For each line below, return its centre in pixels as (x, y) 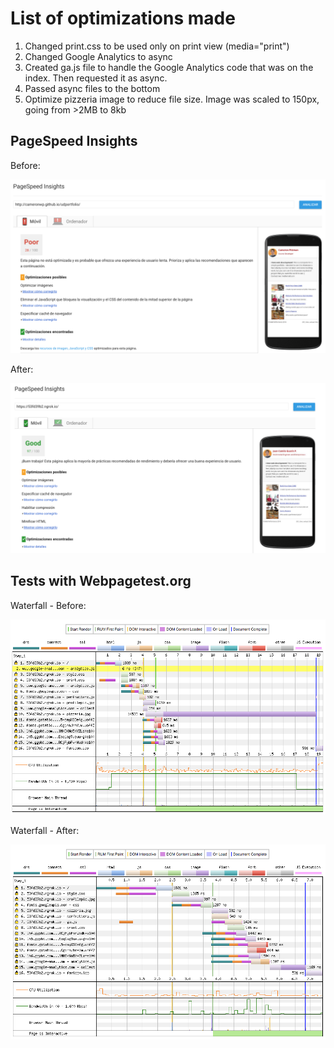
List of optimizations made (123, 18)
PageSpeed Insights (74, 141)
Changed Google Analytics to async (98, 56)
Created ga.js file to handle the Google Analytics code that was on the (169, 67)
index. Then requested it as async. (96, 78)
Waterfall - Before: (48, 605)
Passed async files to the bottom (92, 88)
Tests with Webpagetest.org (101, 581)
